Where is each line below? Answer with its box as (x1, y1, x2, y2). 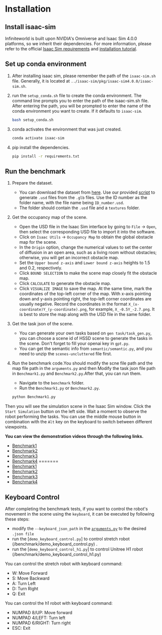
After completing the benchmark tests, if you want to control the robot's (5, 506, 148, 512)
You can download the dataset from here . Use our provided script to (19, 189, 156, 195)
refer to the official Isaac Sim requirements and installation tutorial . (5, 46, 137, 51)
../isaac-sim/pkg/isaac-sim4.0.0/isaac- (71, 79, 154, 84)
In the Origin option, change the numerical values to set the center (19, 244, 153, 251)
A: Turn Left (12, 580, 36, 586)
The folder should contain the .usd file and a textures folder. (19, 205, 140, 211)
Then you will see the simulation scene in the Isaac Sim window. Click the (5, 403, 151, 409)
